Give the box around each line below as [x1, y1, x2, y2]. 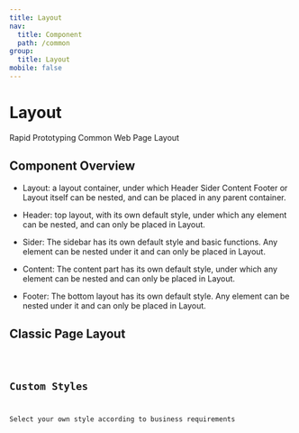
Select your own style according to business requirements [9, 415, 236, 424]
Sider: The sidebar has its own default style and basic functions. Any [22, 236, 278, 247]
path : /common [17, 38, 70, 48]
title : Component [17, 30, 83, 39]
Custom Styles [9, 380, 88, 393]
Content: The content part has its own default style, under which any [22, 263, 277, 274]
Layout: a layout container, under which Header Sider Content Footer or [22, 182, 288, 193]
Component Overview [9, 159, 136, 174]
